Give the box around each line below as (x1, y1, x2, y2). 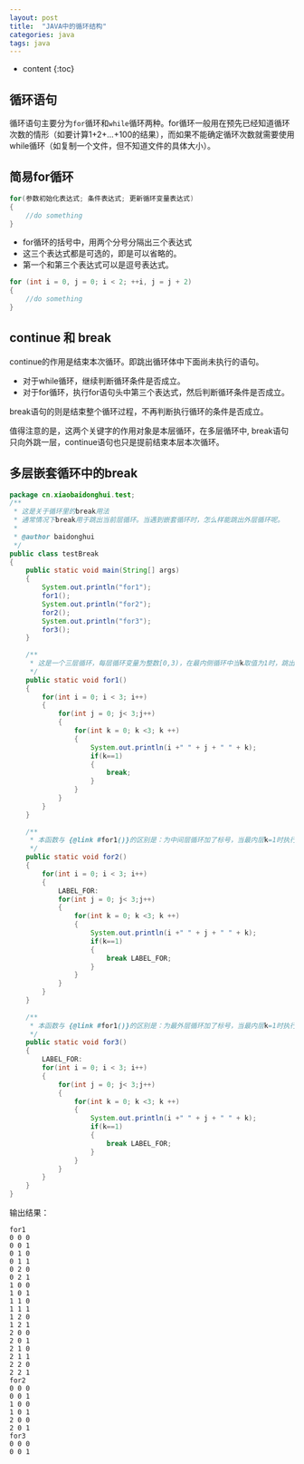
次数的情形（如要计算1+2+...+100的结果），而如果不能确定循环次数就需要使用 (9, 129, 296, 141)
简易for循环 (9, 170, 74, 185)
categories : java (9, 30, 75, 39)
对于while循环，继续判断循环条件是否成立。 (22, 375, 185, 386)
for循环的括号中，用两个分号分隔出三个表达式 (22, 237, 193, 247)
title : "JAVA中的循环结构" (9, 22, 107, 31)
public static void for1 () (25, 675, 128, 684)
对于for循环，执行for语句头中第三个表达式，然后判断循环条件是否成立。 (22, 386, 290, 397)
